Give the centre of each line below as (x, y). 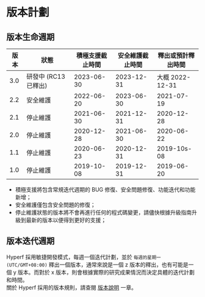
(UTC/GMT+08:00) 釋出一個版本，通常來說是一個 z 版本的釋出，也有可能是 (97, 264)
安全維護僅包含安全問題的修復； (55, 205)
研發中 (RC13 (46, 77)
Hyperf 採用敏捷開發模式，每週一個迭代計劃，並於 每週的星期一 (84, 257)
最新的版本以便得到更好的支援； (66, 220)
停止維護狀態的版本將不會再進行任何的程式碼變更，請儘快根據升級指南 (103, 212)
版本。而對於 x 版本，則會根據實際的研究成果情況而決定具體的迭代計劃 (106, 272)
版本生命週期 (31, 37)
